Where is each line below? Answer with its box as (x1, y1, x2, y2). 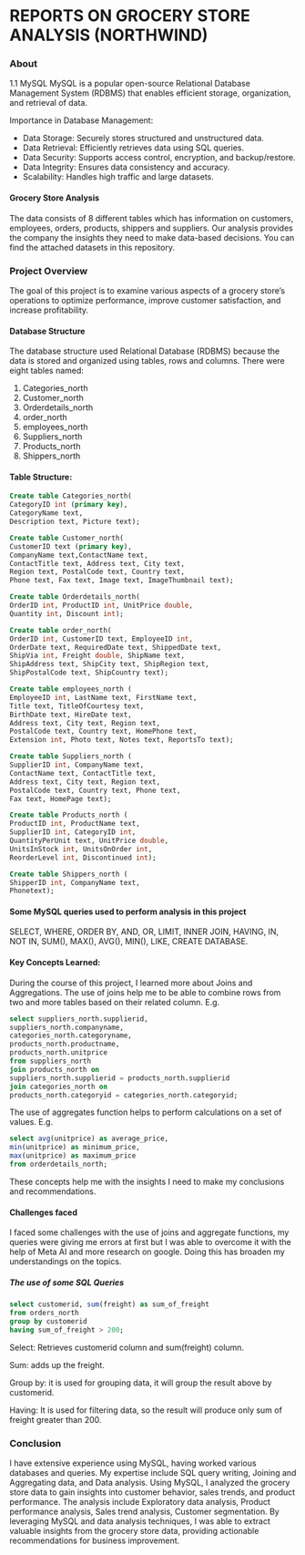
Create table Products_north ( (9, 810, 128, 820)
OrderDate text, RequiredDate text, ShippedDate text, (9, 643, 222, 652)
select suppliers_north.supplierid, (9, 1014, 148, 1024)
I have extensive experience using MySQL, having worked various (9, 1457, 257, 1468)
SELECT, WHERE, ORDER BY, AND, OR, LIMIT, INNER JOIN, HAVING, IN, (9, 926, 280, 937)
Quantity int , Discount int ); (9, 609, 125, 618)
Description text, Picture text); (9, 517, 141, 527)
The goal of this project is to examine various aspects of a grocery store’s (9, 284, 285, 296)
